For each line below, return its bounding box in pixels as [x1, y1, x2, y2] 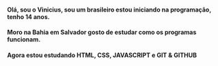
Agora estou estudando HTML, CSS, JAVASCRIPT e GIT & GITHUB [7, 51, 197, 59]
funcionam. [7, 35, 41, 44]
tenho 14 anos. [7, 12, 50, 20]
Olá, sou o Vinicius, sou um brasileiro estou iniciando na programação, [7, 5, 212, 14]
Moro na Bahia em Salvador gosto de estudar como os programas [7, 28, 197, 37]
